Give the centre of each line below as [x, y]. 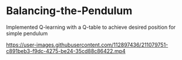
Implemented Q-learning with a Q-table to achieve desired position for [91, 27]
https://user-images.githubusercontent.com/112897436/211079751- [87, 45]
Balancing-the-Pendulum [69, 11]
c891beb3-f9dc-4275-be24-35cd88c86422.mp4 [66, 51]
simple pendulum [27, 33]
